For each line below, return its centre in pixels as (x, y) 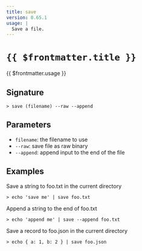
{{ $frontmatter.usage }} (36, 73)
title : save (21, 12)
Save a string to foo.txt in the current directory (64, 186)
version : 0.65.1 (27, 18)
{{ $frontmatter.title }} (71, 58)
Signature (25, 92)
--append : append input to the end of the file (70, 152)
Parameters (29, 125)
